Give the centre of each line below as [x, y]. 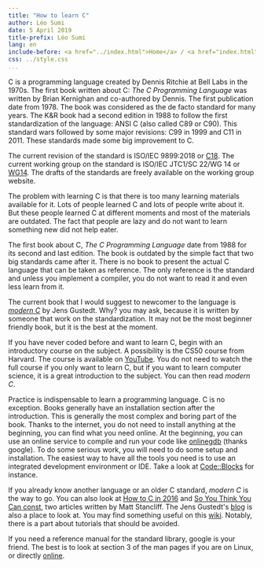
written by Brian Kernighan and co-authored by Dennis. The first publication [131, 98]
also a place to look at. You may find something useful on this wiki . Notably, [130, 515]
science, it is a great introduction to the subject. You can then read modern [129, 376]
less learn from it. [37, 286]
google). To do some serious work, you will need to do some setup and [123, 449]
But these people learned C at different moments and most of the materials [129, 213]
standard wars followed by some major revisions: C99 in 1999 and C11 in [125, 132]
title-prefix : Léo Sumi [47, 37]
